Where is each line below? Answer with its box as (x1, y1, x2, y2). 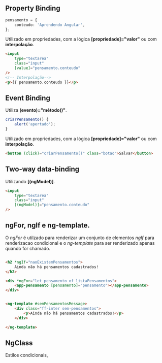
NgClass (5, 339, 33, 347)
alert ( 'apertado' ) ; (14, 122, 56, 127)
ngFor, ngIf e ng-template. (5, 221, 90, 230)
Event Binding (5, 93, 51, 102)
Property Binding (5, 4, 60, 13)
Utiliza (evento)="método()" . (5, 107, 67, 113)
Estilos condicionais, (5, 352, 48, 358)
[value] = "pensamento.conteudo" (14, 65, 81, 71)
